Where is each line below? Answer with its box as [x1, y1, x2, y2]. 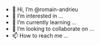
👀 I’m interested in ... [12, 12, 64, 19]
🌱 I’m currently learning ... [12, 19, 77, 26]
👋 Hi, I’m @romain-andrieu [12, 6, 79, 13]
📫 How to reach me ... [12, 32, 68, 39]
